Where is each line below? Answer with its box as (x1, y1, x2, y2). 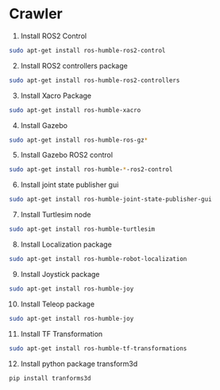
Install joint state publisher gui (20, 180, 119, 189)
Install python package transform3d (20, 359, 138, 369)
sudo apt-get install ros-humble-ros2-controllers (9, 76, 180, 84)
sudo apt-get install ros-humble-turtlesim (9, 225, 156, 233)
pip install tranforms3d (9, 374, 91, 382)
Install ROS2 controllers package (20, 60, 128, 70)
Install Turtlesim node (20, 210, 91, 220)
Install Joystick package (20, 269, 100, 279)
